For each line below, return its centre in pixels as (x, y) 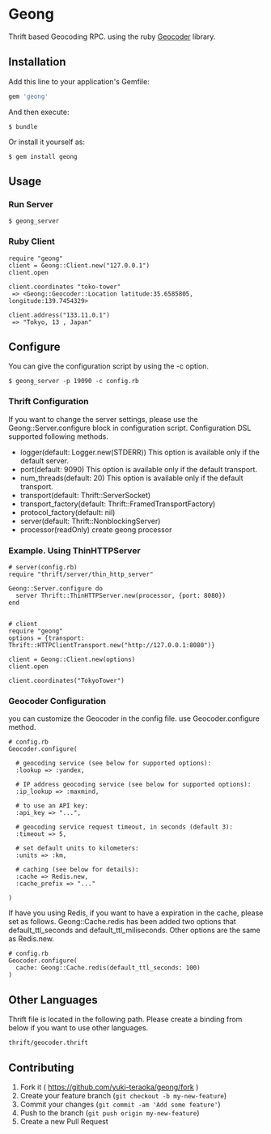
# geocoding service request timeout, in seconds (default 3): (124, 827)
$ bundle (23, 126)
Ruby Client (32, 241)
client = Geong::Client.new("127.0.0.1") (79, 265)
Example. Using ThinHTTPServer (74, 550)
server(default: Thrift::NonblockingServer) (90, 521)
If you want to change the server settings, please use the (103, 419)
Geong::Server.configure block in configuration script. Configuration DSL (130, 428)
